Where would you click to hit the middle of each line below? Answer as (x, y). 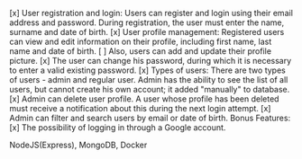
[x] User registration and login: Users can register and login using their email (151, 13)
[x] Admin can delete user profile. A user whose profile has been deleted (144, 99)
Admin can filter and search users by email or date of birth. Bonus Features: (150, 118)
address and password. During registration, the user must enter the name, (147, 22)
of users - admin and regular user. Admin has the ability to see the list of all (149, 79)
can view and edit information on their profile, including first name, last (141, 41)
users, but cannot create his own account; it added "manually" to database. (150, 89)
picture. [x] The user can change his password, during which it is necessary (151, 61)
